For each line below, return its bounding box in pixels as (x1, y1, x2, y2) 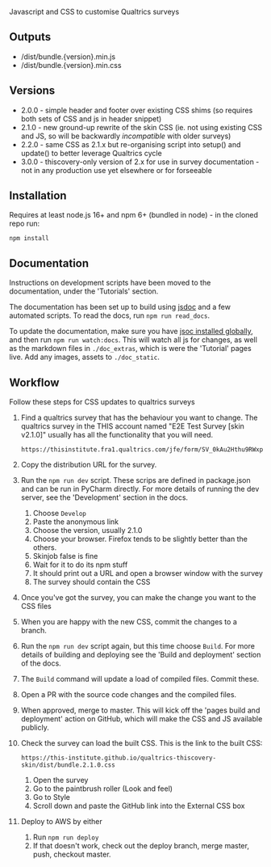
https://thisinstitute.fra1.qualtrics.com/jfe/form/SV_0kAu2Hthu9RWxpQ (20, 446, 267, 454)
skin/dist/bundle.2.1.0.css (20, 761, 115, 769)
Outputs (9, 30, 52, 44)
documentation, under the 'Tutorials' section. (9, 286, 159, 296)
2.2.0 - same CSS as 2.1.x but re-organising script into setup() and (20, 139, 241, 149)
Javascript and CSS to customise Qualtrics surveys (9, 7, 180, 16)
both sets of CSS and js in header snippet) (20, 113, 162, 124)
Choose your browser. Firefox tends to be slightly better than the (32, 534, 248, 544)
